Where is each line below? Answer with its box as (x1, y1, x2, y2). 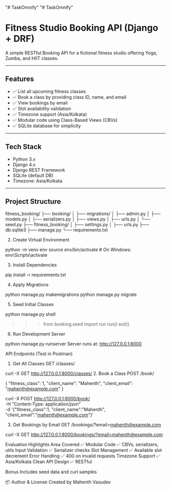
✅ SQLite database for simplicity (12, 122, 81, 129)
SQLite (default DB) (12, 172, 53, 178)
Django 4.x (12, 161, 36, 168)
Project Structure (5, 197, 61, 206)
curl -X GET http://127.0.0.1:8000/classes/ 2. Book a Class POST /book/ (5, 370, 154, 376)
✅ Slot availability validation (12, 105, 71, 112)
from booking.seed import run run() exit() (43, 321, 130, 328)
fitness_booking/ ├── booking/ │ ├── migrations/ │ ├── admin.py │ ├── (5, 211, 161, 217)
